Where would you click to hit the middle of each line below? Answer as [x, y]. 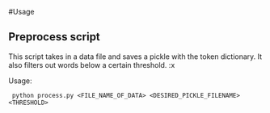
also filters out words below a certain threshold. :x [92, 65]
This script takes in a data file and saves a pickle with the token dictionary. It [135, 56]
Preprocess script [55, 37]
